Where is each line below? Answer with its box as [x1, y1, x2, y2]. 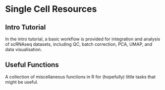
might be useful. [5, 79, 39, 85]
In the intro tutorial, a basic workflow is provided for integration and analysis [5, 36, 161, 42]
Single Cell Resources [5, 3, 97, 15]
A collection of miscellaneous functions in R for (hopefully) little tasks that [5, 74, 156, 80]
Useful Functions [5, 60, 59, 69]
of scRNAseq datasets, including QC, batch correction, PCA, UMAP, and [5, 41, 153, 47]
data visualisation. [5, 47, 42, 52]
